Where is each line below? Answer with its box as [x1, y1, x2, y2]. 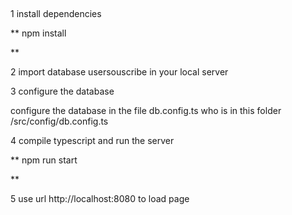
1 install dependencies [10, 8, 102, 20]
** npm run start [10, 154, 78, 166]
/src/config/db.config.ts [10, 115, 109, 128]
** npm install [10, 27, 67, 39]
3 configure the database [10, 85, 115, 98]
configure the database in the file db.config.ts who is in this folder [10, 105, 282, 117]
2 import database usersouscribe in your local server [10, 66, 229, 78]
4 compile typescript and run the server [10, 135, 175, 147]
